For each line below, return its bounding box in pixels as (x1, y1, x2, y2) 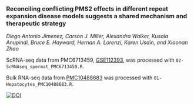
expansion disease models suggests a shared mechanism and (6, 12, 188, 20)
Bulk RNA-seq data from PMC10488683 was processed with (6, 74, 153, 81)
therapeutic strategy (6, 19, 66, 28)
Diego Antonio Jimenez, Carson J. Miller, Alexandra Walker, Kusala (6, 33, 169, 40)
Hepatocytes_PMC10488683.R (6, 82, 72, 88)
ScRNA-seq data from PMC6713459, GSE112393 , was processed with (6, 56, 175, 63)
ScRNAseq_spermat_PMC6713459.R (6, 64, 83, 70)
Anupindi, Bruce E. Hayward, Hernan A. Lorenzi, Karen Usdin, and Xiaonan (6, 39, 188, 46)
